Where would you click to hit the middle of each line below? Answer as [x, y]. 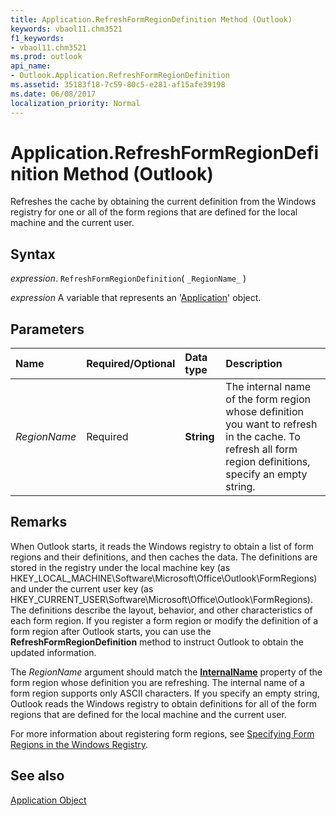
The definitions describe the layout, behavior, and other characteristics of [161, 610]
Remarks [39, 522]
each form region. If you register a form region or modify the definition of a [164, 620]
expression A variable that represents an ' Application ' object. [136, 298]
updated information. [53, 652]
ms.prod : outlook [46, 57]
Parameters [47, 329]
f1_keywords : [37, 38]
